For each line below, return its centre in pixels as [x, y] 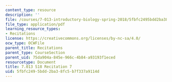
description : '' [23, 15]
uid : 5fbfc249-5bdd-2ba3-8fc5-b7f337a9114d [52, 72]
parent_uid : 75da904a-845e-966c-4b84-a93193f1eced [60, 57]
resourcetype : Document [31, 62]
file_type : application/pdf [35, 24]
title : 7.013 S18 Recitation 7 [39, 67]
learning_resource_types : [33, 29]
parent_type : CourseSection [35, 52]
